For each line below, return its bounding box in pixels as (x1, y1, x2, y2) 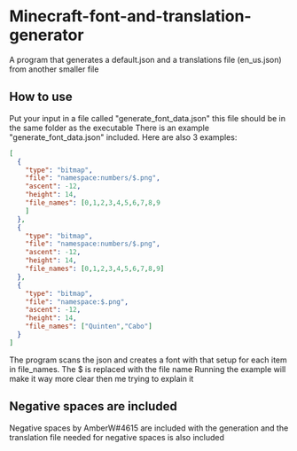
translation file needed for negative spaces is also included (9, 432, 224, 442)
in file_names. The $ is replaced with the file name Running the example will (9, 363, 286, 374)
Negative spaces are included (9, 399, 177, 414)
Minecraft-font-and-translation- (9, 6, 252, 27)
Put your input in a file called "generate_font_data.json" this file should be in (9, 113, 286, 123)
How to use (9, 89, 73, 105)
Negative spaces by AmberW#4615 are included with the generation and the (9, 423, 289, 433)
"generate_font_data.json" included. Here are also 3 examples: (9, 131, 238, 143)
